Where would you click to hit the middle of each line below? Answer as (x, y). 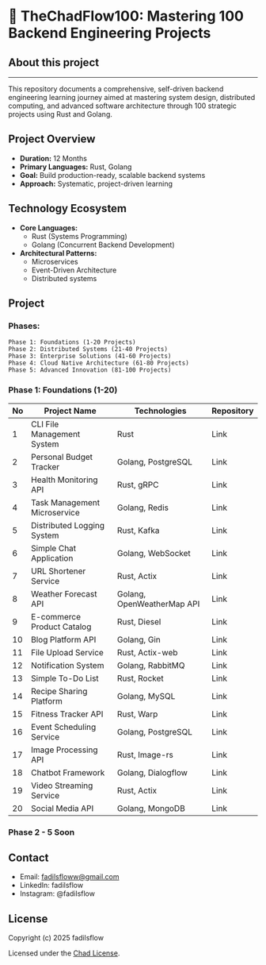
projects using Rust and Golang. (60, 114)
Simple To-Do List (65, 678)
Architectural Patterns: (58, 253)
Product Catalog (61, 627)
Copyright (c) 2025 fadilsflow (56, 938)
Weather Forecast (64, 593)
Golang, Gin (139, 639)
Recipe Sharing (59, 691)
